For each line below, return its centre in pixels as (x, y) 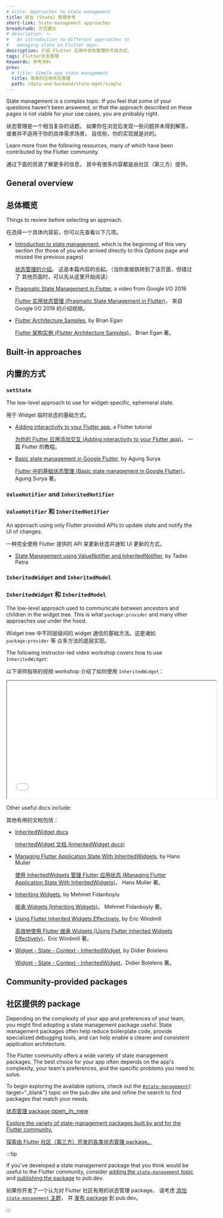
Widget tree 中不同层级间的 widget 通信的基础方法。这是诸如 (81, 633)
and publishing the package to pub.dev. (55, 1178)
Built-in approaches (44, 352)
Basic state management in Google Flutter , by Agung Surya (88, 459)
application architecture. (36, 1043)
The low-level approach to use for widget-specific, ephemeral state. (90, 403)
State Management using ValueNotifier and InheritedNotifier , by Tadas (101, 555)
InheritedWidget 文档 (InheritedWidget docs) (70, 844)
